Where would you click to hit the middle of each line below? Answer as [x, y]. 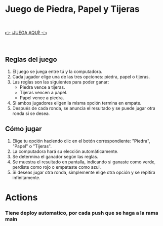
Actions [21, 197]
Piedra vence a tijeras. [42, 87]
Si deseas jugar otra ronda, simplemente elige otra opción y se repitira [84, 172]
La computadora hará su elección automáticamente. [65, 151]
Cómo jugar [23, 129]
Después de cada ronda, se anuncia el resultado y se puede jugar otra [84, 108]
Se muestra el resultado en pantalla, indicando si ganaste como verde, [84, 162]
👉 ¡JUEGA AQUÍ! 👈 [26, 33]
